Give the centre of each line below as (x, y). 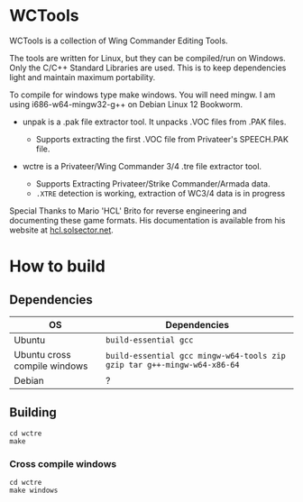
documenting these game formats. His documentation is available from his (147, 220)
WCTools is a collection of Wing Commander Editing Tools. (119, 41)
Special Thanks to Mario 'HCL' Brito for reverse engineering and (128, 210)
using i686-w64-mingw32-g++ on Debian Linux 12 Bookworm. (126, 104)
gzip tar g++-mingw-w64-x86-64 (173, 365)
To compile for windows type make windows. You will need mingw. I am (142, 95)
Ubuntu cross (42, 354)
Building (33, 412)
